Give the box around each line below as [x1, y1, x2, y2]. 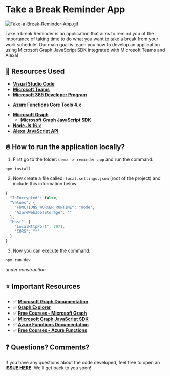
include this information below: [12, 181, 78, 187]
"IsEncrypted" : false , [10, 196, 58, 201]
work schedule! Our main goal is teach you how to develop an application [5, 41, 160, 47]
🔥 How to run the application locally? [5, 142, 125, 152]
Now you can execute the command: [12, 247, 91, 254]
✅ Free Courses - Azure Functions [12, 327, 88, 333]
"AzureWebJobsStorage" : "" [14, 210, 72, 215]
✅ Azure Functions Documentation [12, 321, 89, 327]
